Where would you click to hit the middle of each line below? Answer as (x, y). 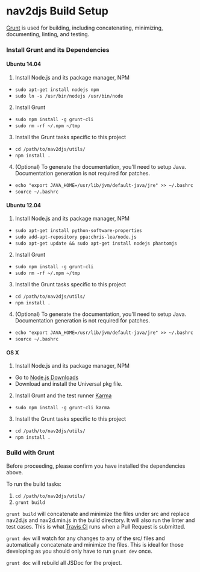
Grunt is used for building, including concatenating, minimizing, (85, 28)
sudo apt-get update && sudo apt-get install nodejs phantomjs (96, 244)
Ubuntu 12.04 (23, 205)
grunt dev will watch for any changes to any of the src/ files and (86, 538)
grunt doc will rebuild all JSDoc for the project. (64, 562)
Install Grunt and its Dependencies (58, 49)
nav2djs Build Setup (57, 11)
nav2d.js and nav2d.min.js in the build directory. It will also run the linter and (101, 520)
